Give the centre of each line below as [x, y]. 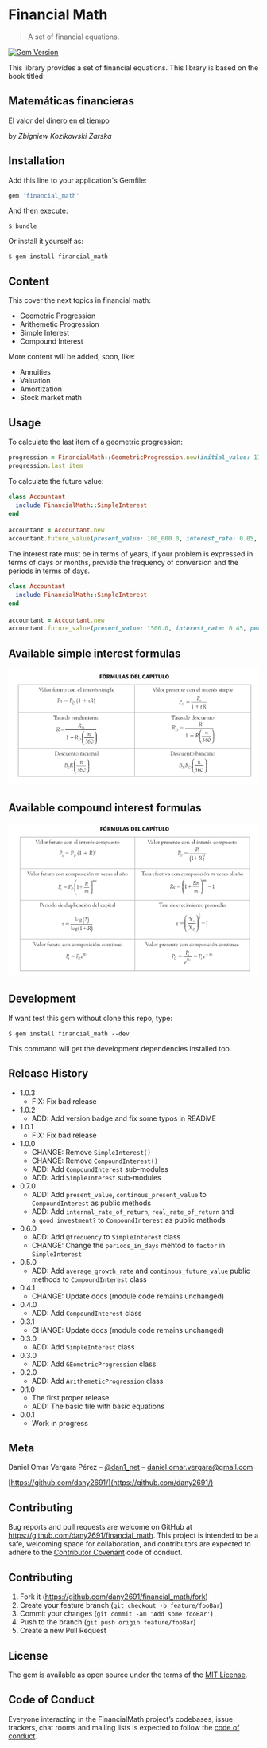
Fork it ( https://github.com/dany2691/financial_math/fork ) [114, 1597]
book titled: [27, 76]
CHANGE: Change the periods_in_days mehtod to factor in [128, 1245]
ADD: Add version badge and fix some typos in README [124, 1118]
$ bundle [23, 226]
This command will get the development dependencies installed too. [120, 1048]
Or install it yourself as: [46, 242]
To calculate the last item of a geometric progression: [95, 442]
